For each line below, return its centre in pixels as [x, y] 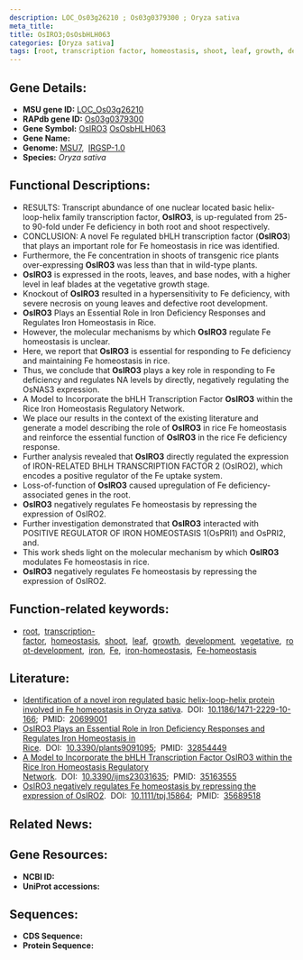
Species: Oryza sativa [64, 157]
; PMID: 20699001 [72, 719]
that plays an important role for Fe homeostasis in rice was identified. [151, 245]
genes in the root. [98, 494]
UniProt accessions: [61, 886]
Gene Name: [46, 138]
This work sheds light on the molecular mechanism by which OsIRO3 [151, 552]
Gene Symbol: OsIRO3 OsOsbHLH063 [94, 128]
